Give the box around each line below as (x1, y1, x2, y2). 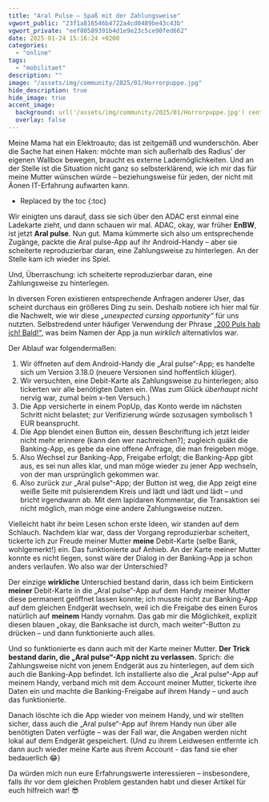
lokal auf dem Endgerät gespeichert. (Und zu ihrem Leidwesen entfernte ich (8, 736, 259, 745)
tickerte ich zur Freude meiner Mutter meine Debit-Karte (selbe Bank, (8, 536, 238, 546)
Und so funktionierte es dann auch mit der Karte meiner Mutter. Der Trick (8, 643, 251, 653)
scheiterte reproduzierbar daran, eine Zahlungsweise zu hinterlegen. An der (8, 245, 259, 255)
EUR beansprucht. (19, 418, 80, 428)
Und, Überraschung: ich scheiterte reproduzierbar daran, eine (8, 269, 213, 279)
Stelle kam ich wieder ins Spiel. (8, 254, 111, 264)
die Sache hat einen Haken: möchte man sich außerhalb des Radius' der (8, 146, 247, 156)
